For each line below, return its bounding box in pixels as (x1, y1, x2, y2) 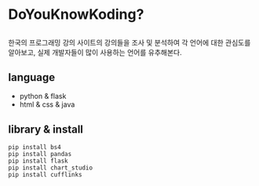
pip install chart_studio (8, 164, 93, 172)
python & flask (19, 92, 67, 101)
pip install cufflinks (8, 171, 82, 179)
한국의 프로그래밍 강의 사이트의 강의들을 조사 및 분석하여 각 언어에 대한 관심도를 (8, 38, 251, 47)
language (8, 71, 56, 84)
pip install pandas (8, 151, 72, 159)
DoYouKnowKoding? (8, 5, 144, 24)
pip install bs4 (8, 144, 61, 151)
